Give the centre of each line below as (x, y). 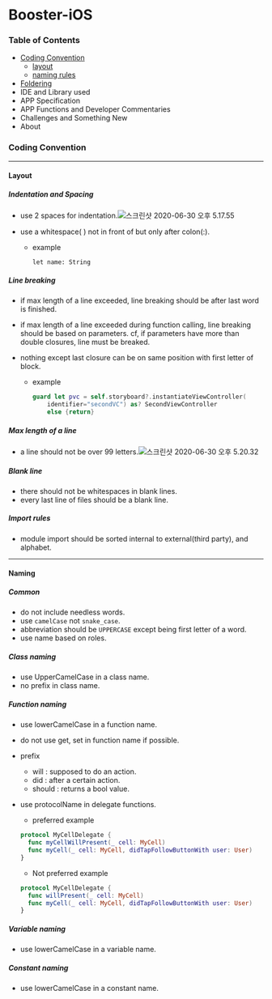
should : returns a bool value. (81, 789)
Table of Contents (45, 40)
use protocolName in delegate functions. (88, 805)
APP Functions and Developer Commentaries (96, 109)
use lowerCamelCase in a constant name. (89, 988)
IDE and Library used (55, 92)
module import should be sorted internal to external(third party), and (134, 538)
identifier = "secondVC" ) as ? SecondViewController (132, 405)
